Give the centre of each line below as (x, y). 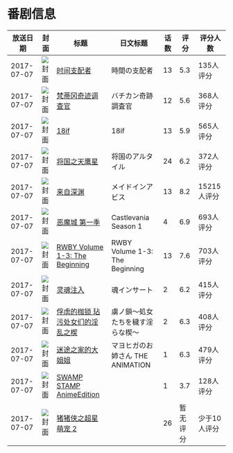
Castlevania (130, 217)
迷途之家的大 (77, 350)
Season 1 (127, 226)
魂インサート (132, 290)
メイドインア (132, 187)
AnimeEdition (78, 394)
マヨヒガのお (132, 345)
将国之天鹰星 (77, 162)
